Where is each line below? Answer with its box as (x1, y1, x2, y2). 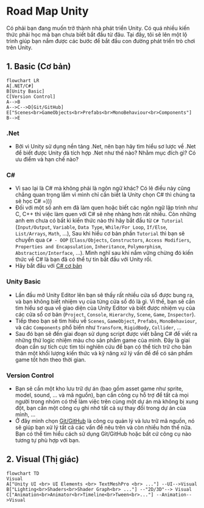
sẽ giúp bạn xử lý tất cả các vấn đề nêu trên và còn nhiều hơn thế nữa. (15, 423, 192, 431)
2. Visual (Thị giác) (6, 454, 79, 465)
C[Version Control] (6, 93, 56, 100)
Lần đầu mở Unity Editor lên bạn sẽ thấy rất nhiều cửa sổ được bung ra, (15, 291, 194, 299)
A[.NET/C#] (6, 83, 34, 89)
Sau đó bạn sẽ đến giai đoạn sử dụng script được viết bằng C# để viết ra (15, 330, 198, 337)
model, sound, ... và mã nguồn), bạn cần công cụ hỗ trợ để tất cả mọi (15, 391, 189, 398)
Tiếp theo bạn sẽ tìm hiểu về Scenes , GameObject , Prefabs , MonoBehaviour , (15, 317, 197, 324)
